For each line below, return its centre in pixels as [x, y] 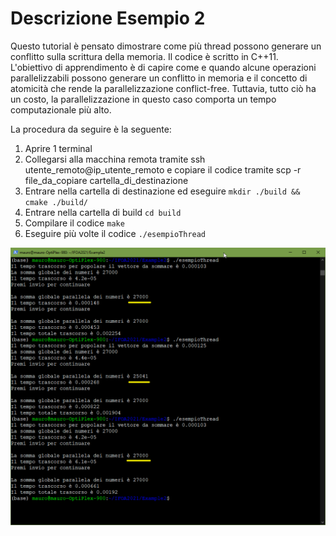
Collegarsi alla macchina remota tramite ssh [115, 159]
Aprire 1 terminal [58, 148]
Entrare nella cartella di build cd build [103, 212]
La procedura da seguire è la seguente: [91, 129]
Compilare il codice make [74, 223]
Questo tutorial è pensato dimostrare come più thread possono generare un [166, 46]
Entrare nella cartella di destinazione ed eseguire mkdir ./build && [162, 191]
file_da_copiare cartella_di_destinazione [106, 180]
